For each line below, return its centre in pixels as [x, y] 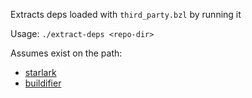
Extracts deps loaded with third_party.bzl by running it [126, 14]
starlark [40, 72]
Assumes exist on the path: [66, 53]
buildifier [43, 83]
